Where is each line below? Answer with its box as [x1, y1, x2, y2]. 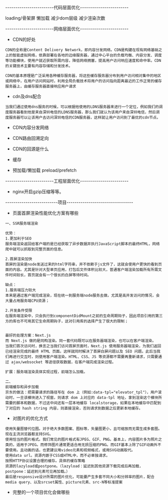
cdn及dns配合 [12, 94, 42, 99]
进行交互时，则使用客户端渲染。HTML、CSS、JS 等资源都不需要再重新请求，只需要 [12, 354, 158, 359]
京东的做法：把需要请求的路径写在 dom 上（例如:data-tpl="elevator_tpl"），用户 [5, 390, 158, 395]
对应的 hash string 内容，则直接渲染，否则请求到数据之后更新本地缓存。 [9, 406, 143, 411]
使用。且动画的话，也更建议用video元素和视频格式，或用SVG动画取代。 [9, 448, 135, 453]
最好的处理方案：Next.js [5, 333, 51, 338]
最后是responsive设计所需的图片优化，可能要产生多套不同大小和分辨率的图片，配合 [5, 474, 154, 479]
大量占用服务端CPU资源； [5, 298, 50, 303]
